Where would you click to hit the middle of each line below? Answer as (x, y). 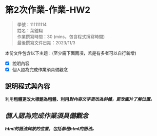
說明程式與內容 (28, 87)
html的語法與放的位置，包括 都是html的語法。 (51, 128)
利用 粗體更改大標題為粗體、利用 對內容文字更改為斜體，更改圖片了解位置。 (80, 99)
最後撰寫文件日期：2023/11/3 (46, 42)
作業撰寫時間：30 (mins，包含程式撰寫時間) (61, 37)
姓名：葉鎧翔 (30, 30)
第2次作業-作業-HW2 (48, 10)
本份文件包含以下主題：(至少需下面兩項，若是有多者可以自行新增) (71, 53)
